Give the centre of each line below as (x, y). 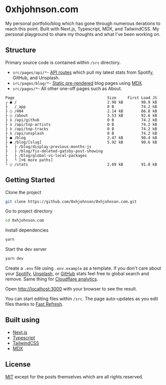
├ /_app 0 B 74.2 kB (81, 107)
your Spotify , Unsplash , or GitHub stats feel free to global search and (77, 274)
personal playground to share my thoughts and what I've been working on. (83, 34)
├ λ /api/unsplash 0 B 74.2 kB (81, 133)
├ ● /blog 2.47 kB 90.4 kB (81, 138)
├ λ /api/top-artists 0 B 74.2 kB (81, 124)
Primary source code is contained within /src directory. (63, 62)
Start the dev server (26, 249)
